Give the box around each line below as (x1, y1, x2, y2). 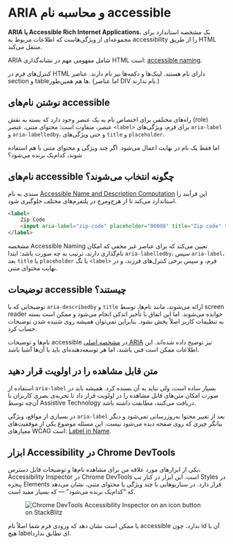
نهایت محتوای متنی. (8, 264, 58, 272)
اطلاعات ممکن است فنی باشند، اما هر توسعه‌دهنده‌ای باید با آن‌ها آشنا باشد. (8, 345, 200, 353)
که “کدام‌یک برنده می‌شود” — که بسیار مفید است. (8, 487, 136, 495)
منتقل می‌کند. (8, 42, 43, 51)
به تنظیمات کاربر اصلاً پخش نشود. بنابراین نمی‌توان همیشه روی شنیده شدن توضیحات (8, 317, 224, 325)
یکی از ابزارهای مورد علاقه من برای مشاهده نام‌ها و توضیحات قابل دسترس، (8, 465, 201, 473)
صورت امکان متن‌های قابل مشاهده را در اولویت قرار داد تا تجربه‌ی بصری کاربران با (8, 391, 219, 399)
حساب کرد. (8, 324, 37, 333)
